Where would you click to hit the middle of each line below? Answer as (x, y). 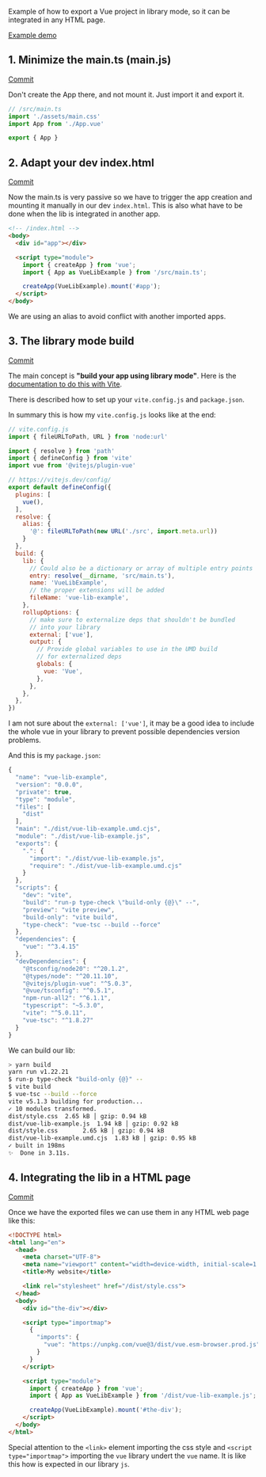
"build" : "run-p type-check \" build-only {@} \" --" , (111, 902)
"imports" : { (58, 1338)
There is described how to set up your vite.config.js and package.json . (127, 399)
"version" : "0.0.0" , (49, 784)
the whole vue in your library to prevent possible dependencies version (124, 732)
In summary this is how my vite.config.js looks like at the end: (112, 414)
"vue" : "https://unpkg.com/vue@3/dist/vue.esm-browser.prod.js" (152, 1345)
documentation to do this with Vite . (65, 384)
